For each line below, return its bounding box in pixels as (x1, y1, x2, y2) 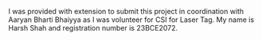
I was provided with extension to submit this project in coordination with (8, 7, 244, 16)
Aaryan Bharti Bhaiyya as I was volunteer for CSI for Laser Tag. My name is (8, 15, 255, 24)
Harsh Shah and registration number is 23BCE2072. (8, 24, 178, 32)
